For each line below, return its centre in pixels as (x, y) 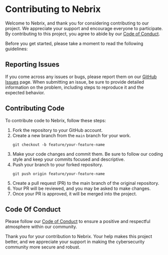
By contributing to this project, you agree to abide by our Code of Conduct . (83, 34)
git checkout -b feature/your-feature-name (59, 145)
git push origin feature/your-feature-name (59, 174)
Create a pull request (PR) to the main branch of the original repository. (86, 183)
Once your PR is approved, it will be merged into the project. (74, 193)
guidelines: (17, 49)
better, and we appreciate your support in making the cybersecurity (75, 242)
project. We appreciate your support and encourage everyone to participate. (84, 28)
